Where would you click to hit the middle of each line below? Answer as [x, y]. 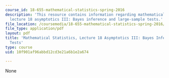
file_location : [21, 24]
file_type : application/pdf [35, 29]
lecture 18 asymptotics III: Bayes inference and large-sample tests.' [87, 19]
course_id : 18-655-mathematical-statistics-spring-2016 [65, 10]
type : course [19, 47]
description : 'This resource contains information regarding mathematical [85, 15]
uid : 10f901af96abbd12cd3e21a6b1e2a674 [47, 52]
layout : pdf [18, 33]
